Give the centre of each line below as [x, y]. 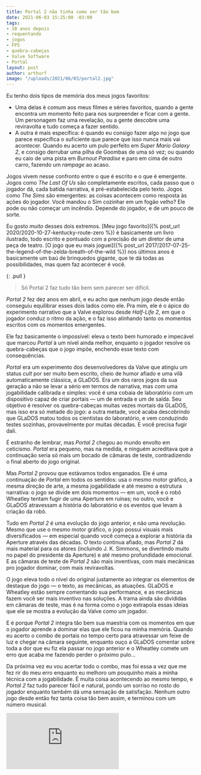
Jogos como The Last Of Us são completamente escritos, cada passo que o [100, 183]
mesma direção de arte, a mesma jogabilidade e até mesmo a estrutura [94, 486]
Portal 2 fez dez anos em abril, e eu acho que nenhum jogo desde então [95, 299]
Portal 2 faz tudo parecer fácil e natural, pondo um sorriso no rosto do [93, 686]
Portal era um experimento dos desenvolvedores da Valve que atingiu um [97, 367]
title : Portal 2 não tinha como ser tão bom [63, 12]
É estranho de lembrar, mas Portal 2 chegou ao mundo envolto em [88, 443]
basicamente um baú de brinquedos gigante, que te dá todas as [85, 258]
